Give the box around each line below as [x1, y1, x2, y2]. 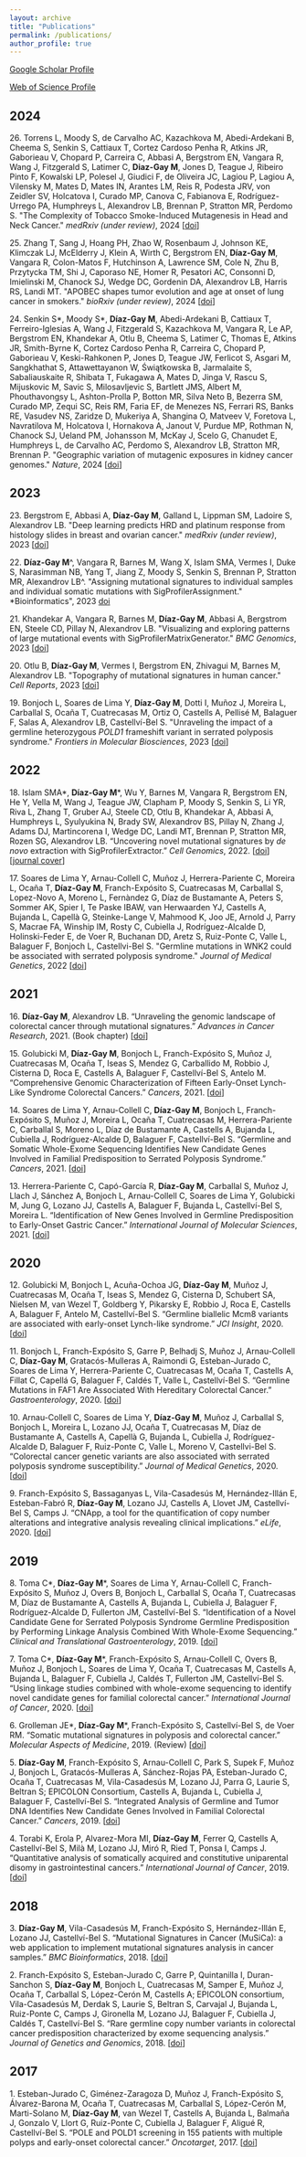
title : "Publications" [9, 22, 96, 31]
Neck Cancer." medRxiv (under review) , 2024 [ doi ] [9, 220, 200, 231]
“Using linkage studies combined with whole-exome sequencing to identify [9, 1683, 292, 1694]
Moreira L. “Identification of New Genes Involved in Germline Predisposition [9, 1209, 294, 1220]
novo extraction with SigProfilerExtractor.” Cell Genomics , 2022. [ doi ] [9, 845, 270, 855]
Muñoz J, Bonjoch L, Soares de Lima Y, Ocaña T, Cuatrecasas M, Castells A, [9, 1663, 297, 1674]
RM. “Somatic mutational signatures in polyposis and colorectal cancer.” [9, 1729, 281, 1741]
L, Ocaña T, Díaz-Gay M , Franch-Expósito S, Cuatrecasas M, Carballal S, [9, 882, 283, 893]
